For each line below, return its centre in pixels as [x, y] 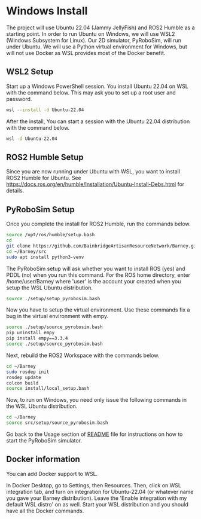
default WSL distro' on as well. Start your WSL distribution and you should [97, 504]
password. [19, 99]
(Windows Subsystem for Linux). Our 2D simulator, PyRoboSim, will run [94, 40]
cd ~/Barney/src [26, 251]
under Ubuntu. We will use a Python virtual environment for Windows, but [97, 47]
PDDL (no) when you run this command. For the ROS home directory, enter [98, 275]
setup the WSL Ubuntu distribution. [50, 288]
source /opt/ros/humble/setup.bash [51, 235]
